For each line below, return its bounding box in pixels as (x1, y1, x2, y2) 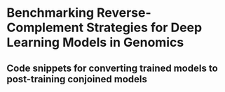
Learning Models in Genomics (6, 35, 184, 50)
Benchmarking (6, 5, 95, 21)
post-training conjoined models (6, 73, 148, 85)
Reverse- (96, 5, 151, 21)
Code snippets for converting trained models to (6, 62, 218, 74)
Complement (6, 20, 84, 36)
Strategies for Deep (86, 20, 203, 36)
